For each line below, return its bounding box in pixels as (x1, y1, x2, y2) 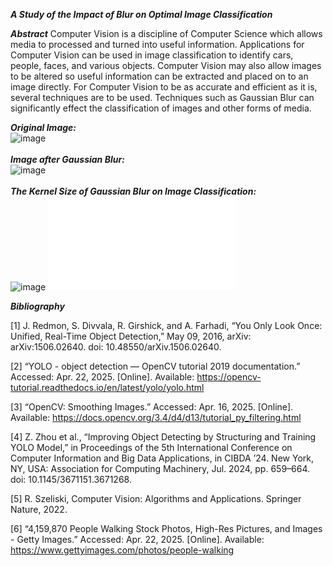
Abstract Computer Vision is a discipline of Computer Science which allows (10, 28, 323, 39)
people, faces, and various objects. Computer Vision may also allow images (10, 60, 322, 71)
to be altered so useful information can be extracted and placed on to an (10, 70, 309, 82)
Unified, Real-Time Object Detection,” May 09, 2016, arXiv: (10, 330, 252, 342)
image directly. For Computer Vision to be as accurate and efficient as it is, (10, 81, 318, 93)
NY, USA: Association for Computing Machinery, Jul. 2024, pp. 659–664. (10, 463, 311, 474)
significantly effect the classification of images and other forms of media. (10, 102, 312, 114)
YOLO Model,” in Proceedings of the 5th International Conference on (10, 442, 293, 453)
